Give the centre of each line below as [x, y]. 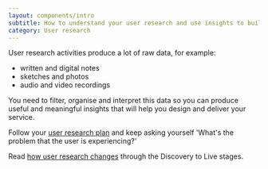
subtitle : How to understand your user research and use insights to [126, 23]
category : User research [49, 30]
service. [22, 117]
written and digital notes [59, 68]
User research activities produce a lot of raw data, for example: [112, 53]
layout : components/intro [51, 15]
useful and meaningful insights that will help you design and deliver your [127, 109]
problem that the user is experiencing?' [73, 141]
